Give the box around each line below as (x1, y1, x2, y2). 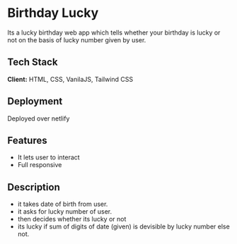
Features (7, 134, 47, 146)
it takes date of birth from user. (17, 200, 108, 209)
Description (7, 181, 60, 193)
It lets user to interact (17, 153, 80, 161)
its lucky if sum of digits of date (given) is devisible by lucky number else (17, 222, 230, 231)
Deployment (7, 95, 63, 107)
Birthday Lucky (7, 5, 99, 21)
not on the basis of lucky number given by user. (7, 35, 146, 44)
